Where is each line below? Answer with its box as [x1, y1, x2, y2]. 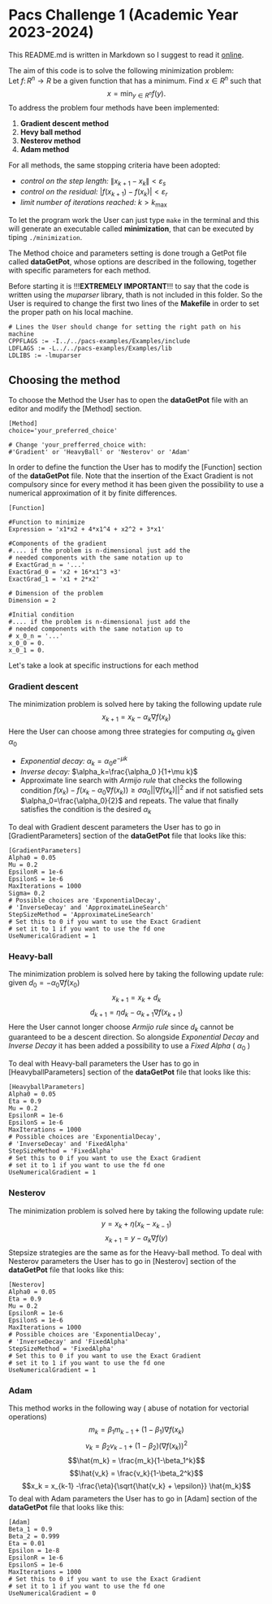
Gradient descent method [19, 119, 110, 129]
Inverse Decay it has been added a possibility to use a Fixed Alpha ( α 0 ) [8, 1041, 251, 1053]
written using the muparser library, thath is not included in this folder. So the [8, 290, 263, 299]
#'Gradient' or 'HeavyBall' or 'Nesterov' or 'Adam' [8, 447, 191, 456]
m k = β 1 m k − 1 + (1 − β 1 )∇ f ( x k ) [89, 1425, 184, 1436]
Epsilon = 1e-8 [8, 1546, 60, 1554]
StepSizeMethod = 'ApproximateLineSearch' [8, 910, 154, 918]
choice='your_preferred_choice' [8, 426, 118, 434]
